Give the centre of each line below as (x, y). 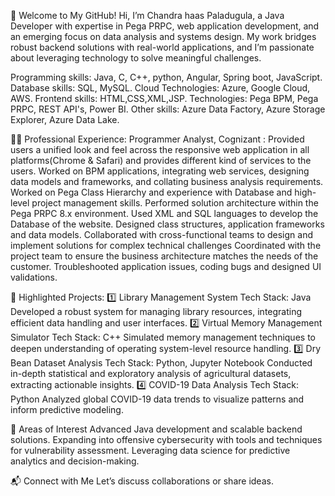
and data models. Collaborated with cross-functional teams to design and (161, 234)
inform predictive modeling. (67, 409)
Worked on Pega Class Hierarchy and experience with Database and (151, 192)
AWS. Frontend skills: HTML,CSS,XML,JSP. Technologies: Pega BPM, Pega (164, 98)
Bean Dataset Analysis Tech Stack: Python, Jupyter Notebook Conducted (161, 363)
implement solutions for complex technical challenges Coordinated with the (166, 245)
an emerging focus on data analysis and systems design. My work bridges (163, 36)
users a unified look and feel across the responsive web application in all (160, 149)
